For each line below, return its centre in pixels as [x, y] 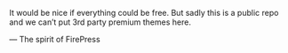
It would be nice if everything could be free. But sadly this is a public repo [144, 13]
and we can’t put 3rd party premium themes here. [100, 22]
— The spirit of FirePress [55, 39]
